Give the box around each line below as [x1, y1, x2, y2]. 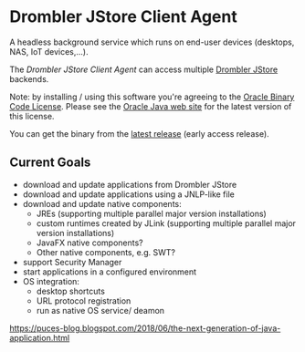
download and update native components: [22, 198, 182, 209]
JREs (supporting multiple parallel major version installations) [36, 208, 267, 219]
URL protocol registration [36, 295, 131, 306]
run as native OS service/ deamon [36, 305, 165, 316]
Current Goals [9, 155, 91, 171]
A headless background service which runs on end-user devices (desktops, [9, 36, 295, 47]
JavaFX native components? [36, 237, 143, 248]
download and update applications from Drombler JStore [22, 179, 237, 190]
